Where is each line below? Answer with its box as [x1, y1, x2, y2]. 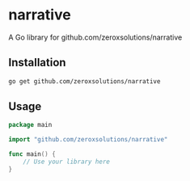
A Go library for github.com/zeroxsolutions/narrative [8, 32, 183, 42]
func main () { [8, 150, 57, 158]
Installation [8, 56, 66, 69]
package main [8, 121, 53, 129]
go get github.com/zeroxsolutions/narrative [8, 77, 161, 86]
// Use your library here [23, 158, 111, 166]
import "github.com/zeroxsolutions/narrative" [8, 136, 168, 144]
